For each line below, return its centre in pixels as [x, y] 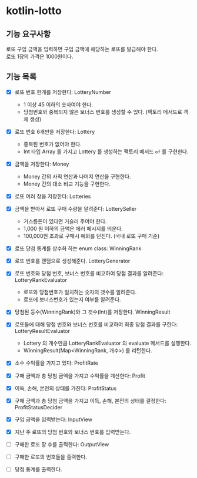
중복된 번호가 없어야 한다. [53, 144]
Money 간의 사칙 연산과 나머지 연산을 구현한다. [77, 176]
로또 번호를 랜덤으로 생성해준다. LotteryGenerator [72, 261]
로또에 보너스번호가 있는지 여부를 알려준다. [72, 299]
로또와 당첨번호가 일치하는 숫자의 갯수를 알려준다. [80, 292]
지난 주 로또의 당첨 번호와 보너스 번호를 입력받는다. [73, 432]
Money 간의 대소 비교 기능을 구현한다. [67, 184]
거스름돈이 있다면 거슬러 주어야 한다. [65, 221]
